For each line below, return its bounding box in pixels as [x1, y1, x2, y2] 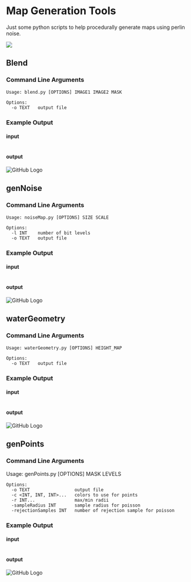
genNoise [6, 183, 42, 193]
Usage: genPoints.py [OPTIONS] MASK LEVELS [6, 470, 122, 477]
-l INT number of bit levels [11, 230, 91, 236]
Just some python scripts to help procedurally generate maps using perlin [6, 24, 185, 31]
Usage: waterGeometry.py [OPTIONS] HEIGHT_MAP [6, 345, 122, 351]
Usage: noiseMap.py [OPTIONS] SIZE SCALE [6, 214, 109, 221]
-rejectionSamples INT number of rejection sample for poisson [11, 507, 175, 514]
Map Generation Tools [6, 4, 116, 18]
